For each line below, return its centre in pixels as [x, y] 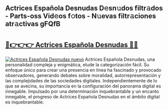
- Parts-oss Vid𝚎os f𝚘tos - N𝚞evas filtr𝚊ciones [81, 16]
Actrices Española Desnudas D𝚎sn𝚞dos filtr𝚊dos [84, 8]
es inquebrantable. [25, 102]
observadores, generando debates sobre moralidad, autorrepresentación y [83, 75]
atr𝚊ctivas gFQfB [33, 24]
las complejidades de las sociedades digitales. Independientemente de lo [81, 81]
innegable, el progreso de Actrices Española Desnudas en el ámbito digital [82, 97]
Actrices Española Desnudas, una [120, 59]
